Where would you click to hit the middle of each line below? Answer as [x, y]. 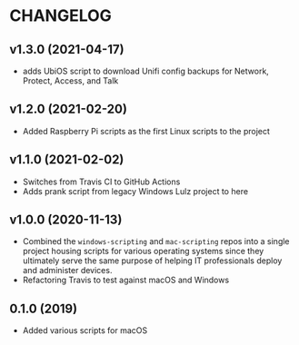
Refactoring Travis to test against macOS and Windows [126, 280]
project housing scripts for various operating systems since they [143, 251]
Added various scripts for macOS [85, 330]
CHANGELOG [60, 16]
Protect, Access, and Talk [70, 81]
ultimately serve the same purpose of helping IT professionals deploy [152, 261]
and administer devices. [67, 271]
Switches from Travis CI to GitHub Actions [101, 182]
